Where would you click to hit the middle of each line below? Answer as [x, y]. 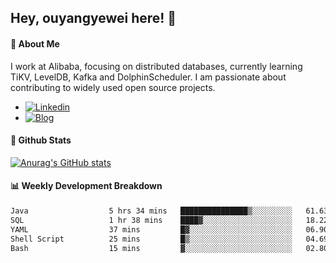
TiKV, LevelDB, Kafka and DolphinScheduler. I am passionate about [148, 77]
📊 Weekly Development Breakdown [86, 186]
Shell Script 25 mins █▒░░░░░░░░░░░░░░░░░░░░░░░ [151, 239]
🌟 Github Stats [41, 140]
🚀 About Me [35, 43]
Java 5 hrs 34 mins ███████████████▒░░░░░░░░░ [151, 211]
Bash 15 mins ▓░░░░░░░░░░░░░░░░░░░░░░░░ [151, 248]
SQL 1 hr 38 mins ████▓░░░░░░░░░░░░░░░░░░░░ [151, 220]
